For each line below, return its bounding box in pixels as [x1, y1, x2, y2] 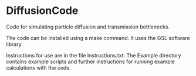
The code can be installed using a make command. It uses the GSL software [6, 34, 190, 41]
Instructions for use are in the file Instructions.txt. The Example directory [6, 52, 181, 59]
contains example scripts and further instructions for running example [6, 58, 175, 65]
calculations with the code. [6, 64, 72, 71]
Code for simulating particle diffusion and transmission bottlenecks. [6, 23, 170, 30]
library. [6, 41, 23, 48]
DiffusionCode [6, 4, 79, 17]
